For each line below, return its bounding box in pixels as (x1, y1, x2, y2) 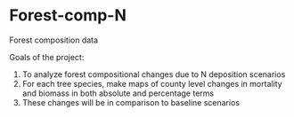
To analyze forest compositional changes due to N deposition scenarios (21, 68, 286, 80)
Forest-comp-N (9, 5, 127, 26)
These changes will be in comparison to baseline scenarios (21, 97, 241, 107)
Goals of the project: (9, 51, 85, 62)
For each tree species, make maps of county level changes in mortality (21, 78, 282, 89)
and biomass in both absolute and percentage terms (21, 88, 215, 98)
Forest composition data (9, 35, 99, 45)
